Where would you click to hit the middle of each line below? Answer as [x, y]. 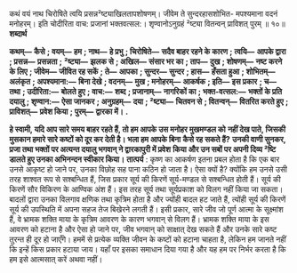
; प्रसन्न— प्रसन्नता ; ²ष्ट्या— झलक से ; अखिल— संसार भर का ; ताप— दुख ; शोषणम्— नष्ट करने [146, 61]
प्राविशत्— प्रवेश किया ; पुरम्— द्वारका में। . [69, 112]
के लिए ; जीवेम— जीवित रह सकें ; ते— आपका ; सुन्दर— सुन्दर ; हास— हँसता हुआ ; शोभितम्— [142, 72]
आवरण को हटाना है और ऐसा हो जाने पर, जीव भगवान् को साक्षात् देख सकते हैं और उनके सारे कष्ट [143, 229]
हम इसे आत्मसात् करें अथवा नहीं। [56, 259]
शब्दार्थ [18, 34]
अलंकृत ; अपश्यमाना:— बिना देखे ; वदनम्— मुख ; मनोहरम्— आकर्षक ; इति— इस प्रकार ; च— [143, 81]
